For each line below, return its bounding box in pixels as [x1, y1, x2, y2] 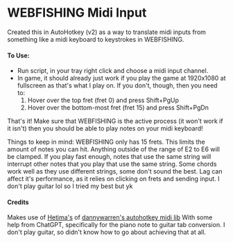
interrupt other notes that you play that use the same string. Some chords [7, 160, 217, 168]
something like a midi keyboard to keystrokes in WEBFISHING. [7, 35, 184, 43]
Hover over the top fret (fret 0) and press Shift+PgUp [27, 96, 179, 105]
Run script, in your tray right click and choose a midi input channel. [17, 67, 209, 75]
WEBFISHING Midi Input [7, 5, 147, 21]
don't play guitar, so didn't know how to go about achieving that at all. [7, 228, 207, 237]
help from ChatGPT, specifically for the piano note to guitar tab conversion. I [7, 221, 225, 229]
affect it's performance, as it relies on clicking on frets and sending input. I [7, 175, 220, 183]
